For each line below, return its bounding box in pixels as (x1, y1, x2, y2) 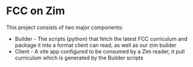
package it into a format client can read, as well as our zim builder (14, 42, 177, 49)
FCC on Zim (6, 4, 66, 18)
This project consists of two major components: (6, 24, 123, 31)
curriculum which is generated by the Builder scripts (14, 54, 144, 61)
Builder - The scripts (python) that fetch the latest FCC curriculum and (14, 35, 188, 42)
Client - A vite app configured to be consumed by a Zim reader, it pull (14, 47, 185, 55)
